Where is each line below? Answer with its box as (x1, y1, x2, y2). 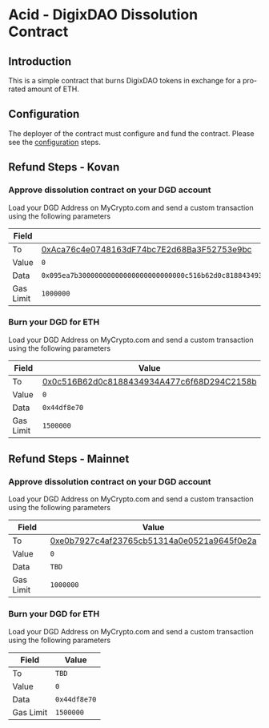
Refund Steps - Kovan (8, 160, 120, 174)
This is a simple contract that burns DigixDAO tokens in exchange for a (8, 76, 242, 85)
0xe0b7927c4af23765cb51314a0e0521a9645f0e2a (50, 535, 257, 546)
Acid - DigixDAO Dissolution (8, 6, 199, 24)
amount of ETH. (27, 84, 80, 94)
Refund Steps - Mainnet (8, 452, 130, 466)
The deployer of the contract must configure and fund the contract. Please (8, 128, 255, 138)
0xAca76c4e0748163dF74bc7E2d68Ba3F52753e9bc (41, 243, 252, 255)
